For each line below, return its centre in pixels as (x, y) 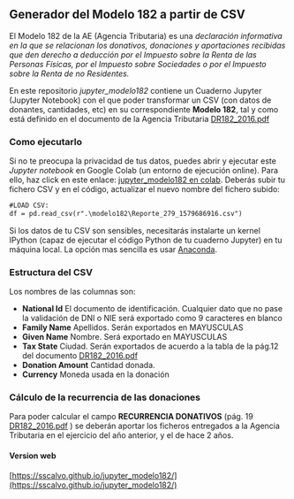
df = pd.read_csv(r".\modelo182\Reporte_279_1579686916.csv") (126, 213)
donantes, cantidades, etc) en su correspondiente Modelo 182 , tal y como (144, 109)
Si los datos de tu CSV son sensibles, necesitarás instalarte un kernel (135, 230)
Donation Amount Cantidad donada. (89, 365)
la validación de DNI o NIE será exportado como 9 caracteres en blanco (152, 319)
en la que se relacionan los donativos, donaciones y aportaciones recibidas (147, 45)
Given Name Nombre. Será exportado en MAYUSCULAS (124, 337)
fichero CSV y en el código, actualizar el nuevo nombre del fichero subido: (144, 189)
